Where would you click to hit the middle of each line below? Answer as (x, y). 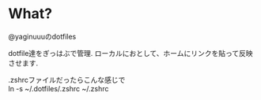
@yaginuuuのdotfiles (42, 36)
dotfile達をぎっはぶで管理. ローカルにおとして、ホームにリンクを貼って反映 (130, 53)
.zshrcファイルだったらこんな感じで (67, 80)
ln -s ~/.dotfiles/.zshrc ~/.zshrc (59, 88)
